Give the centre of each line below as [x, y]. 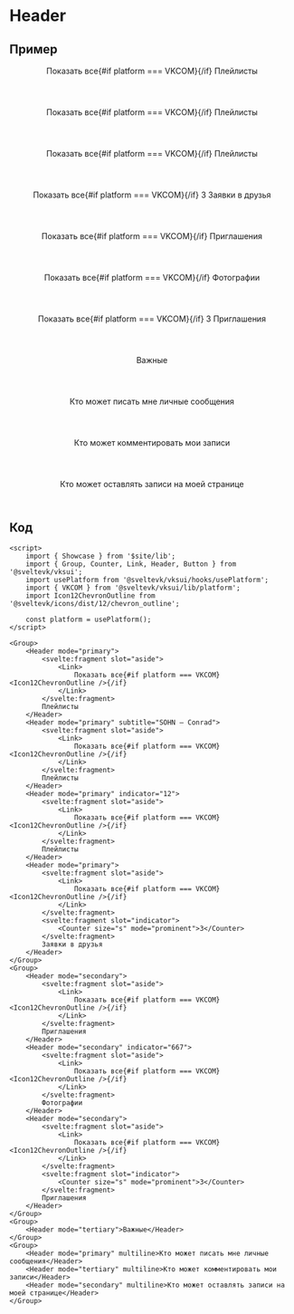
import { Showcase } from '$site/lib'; [101, 556]
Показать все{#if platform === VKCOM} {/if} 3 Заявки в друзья [152, 195]
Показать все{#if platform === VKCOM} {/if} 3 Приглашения [152, 319]
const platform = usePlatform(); [89, 620]
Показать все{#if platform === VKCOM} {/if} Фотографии [152, 278]
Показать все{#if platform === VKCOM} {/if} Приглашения [152, 236]
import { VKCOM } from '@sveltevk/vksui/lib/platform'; [133, 588]
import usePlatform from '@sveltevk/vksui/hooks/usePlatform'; [147, 580]
